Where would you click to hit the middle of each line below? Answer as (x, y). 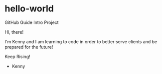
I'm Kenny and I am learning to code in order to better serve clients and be (81, 41)
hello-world (29, 9)
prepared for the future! (29, 47)
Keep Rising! (17, 56)
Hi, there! (14, 32)
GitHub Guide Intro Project (32, 22)
